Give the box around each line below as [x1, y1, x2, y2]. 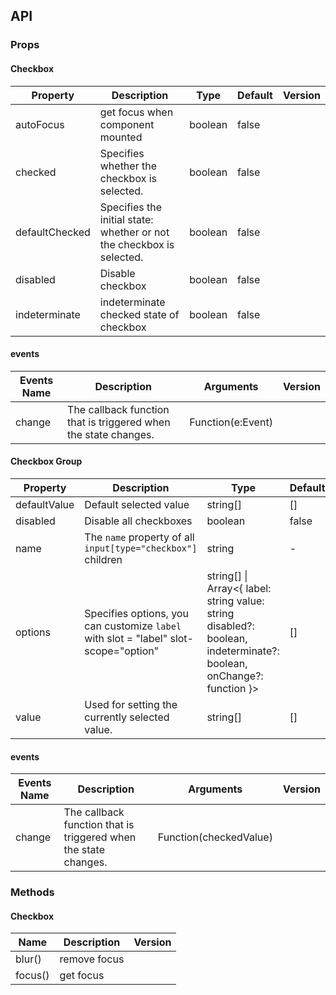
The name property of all [84, 530, 195, 544]
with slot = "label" [84, 631, 168, 645]
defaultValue [15, 497, 75, 511]
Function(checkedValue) [157, 830, 273, 844]
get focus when [99, 105, 174, 119]
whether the [99, 159, 157, 173]
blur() [15, 952, 42, 966]
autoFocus [15, 117, 65, 131]
